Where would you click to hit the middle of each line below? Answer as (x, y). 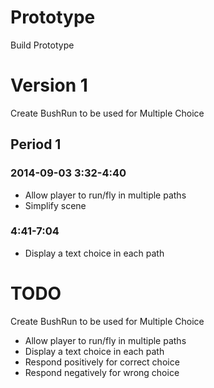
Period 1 (36, 144)
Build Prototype (42, 45)
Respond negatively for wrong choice (102, 372)
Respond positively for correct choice (102, 362)
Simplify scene (55, 205)
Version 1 (49, 85)
